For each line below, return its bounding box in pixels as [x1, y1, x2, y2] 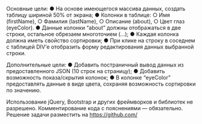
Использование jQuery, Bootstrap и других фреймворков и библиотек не [6, 98, 194, 105]
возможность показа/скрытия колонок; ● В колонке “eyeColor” [6, 74, 171, 81]
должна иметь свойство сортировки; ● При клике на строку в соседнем [6, 37, 195, 44]
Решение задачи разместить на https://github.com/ [6, 111, 137, 118]
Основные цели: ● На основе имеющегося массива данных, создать [6, 5, 186, 12]
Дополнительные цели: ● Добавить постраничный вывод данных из [6, 61, 184, 68]
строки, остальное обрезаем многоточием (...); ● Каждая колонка [6, 31, 179, 38]
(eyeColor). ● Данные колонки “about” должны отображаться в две [6, 24, 181, 31]
